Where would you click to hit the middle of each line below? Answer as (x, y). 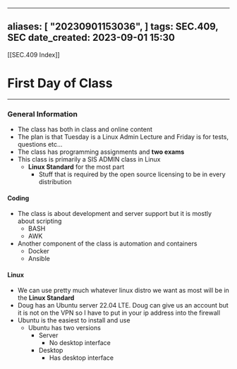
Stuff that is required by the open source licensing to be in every (132, 174)
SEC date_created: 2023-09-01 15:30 (91, 38)
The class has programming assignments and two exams (101, 152)
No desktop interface (80, 343)
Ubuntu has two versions (64, 328)
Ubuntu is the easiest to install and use (74, 320)
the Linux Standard (46, 298)
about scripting (39, 221)
